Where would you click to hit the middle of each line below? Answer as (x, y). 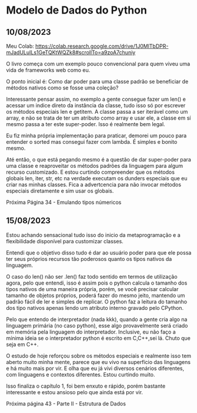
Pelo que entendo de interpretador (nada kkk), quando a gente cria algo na (97, 319)
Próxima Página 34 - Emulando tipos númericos (64, 202)
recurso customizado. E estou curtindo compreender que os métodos (91, 172)
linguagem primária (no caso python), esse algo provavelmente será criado (97, 325)
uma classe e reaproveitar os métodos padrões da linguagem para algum (95, 166)
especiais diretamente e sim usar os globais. (60, 191)
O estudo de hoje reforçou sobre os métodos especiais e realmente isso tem (99, 356)
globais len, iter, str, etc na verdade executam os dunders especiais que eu (97, 178)
